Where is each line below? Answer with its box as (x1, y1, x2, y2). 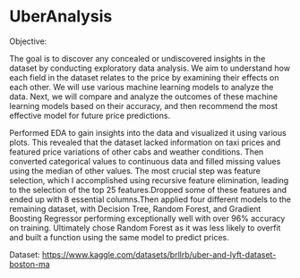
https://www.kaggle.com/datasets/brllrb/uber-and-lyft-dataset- (41, 249, 277, 260)
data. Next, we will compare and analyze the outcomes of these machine (9, 91, 279, 102)
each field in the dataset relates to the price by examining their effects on (9, 72, 279, 82)
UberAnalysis (9, 6, 113, 27)
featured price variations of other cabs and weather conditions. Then (9, 146, 264, 157)
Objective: (9, 36, 47, 46)
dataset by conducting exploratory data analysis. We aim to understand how (9, 63, 291, 73)
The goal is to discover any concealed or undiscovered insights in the (9, 53, 266, 63)
